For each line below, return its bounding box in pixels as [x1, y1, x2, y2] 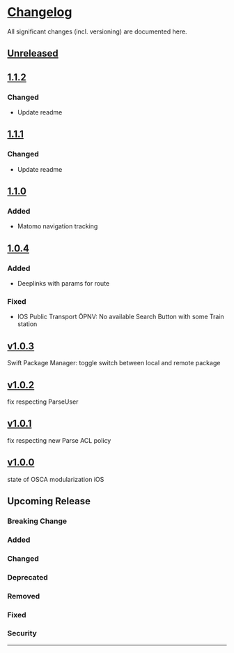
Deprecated [7, 572, 49, 582]
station [17, 320, 38, 328]
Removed [7, 591, 40, 601]
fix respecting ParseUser [7, 397, 79, 406]
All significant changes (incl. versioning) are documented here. [7, 27, 187, 36]
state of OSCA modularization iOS [7, 475, 104, 483]
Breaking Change [7, 516, 68, 526]
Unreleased [7, 47, 59, 59]
